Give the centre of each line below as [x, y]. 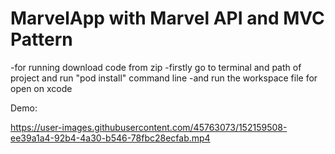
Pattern [41, 39]
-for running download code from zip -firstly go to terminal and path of [156, 67]
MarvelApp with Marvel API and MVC [167, 18]
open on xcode [41, 88]
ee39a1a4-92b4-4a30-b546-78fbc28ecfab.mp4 [110, 138]
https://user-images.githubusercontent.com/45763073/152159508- [149, 127]
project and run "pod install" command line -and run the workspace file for [164, 78]
